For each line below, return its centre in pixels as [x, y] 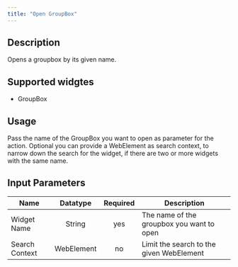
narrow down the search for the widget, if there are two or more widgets [113, 154]
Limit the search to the [178, 244]
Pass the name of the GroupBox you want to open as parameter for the [110, 138]
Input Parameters [46, 183]
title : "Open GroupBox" [42, 14]
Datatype [76, 203]
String [76, 224]
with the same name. [38, 161]
